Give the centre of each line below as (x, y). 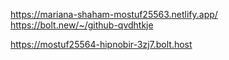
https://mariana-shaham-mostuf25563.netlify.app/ (114, 14)
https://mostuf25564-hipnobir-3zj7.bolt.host (101, 44)
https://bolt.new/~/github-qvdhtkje (82, 25)
